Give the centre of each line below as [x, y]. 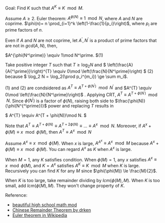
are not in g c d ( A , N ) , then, [31, 45]
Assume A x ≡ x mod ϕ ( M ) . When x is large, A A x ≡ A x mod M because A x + [82, 142]
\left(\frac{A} [120, 65]
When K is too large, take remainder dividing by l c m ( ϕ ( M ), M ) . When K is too [82, 181]
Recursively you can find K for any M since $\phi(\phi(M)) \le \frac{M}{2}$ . [81, 171]
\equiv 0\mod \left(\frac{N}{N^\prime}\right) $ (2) [103, 71]
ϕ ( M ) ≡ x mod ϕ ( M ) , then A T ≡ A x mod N [48, 131]
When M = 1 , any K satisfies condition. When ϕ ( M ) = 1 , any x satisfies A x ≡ [81, 159]
